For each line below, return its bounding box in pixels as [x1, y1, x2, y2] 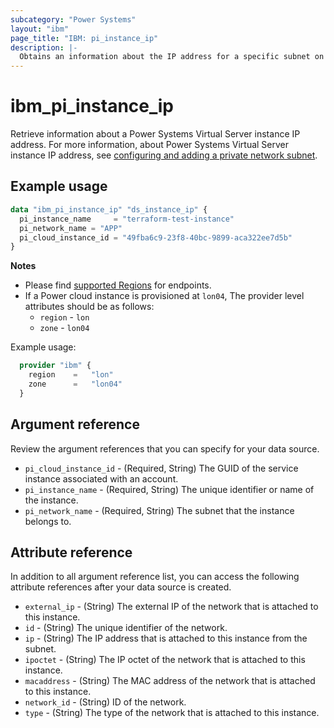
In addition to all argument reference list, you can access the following [10, 571, 300, 583]
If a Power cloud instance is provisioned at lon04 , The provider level [24, 290, 305, 302]
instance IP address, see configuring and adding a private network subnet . [10, 149, 318, 161]
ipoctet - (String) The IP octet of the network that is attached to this [24, 654, 306, 666]
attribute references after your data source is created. [10, 581, 232, 593]
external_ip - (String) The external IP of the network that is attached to [24, 601, 319, 613]
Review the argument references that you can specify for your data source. [10, 442, 320, 455]
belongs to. [24, 515, 72, 527]
